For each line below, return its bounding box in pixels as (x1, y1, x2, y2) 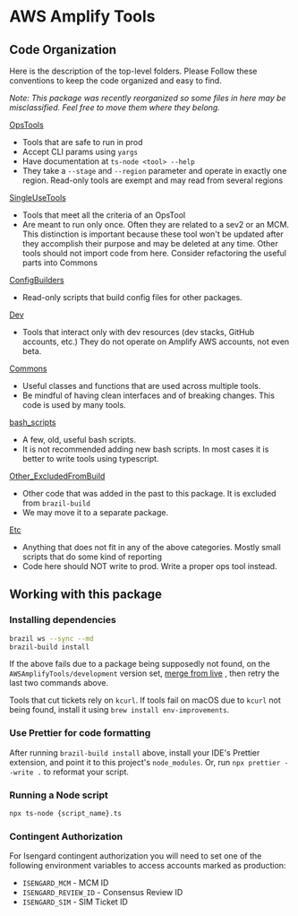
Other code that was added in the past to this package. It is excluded (21, 488, 277, 498)
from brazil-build (21, 497, 91, 508)
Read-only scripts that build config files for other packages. (21, 292, 243, 302)
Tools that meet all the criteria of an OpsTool (21, 210, 186, 220)
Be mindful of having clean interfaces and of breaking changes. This (21, 390, 276, 401)
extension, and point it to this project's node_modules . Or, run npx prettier (9, 756, 281, 767)
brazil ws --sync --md (9, 634, 94, 643)
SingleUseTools (9, 193, 67, 203)
